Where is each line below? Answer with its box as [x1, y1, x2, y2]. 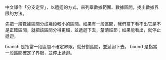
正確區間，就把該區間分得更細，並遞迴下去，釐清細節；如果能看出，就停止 [9, 27, 161, 33]
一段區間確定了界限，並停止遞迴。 [5, 50, 75, 56]
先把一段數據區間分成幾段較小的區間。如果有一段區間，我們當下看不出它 [5, 21, 152, 27]
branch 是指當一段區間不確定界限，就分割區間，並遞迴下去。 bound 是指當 [5, 44, 158, 49]
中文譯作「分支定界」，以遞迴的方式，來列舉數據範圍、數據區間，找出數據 [5, 4, 155, 10]
